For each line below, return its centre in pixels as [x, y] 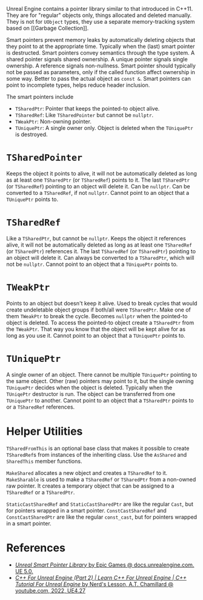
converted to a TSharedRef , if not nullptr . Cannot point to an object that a [98, 193]
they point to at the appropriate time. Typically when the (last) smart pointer [101, 46]
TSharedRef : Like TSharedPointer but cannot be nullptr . [84, 115]
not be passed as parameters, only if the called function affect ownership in [101, 72]
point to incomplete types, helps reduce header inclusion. [78, 85]
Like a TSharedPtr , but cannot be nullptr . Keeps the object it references [96, 238]
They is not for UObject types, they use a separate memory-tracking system [101, 22]
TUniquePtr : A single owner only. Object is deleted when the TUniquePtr [104, 128]
